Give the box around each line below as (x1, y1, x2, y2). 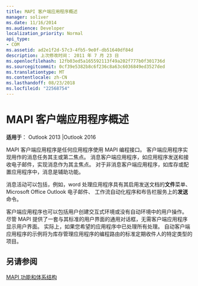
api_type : (6, 36, 31, 42)
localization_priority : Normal (6, 31, 83, 37)
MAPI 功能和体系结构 (6, 273, 57, 281)
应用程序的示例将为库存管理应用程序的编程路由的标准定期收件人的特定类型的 (6, 230, 193, 237)
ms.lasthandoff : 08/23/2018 (6, 80, 76, 86)
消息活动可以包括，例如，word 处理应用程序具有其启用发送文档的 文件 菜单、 (6, 181, 191, 188)
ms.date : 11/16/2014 (6, 19, 57, 25)
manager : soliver (6, 14, 49, 20)
